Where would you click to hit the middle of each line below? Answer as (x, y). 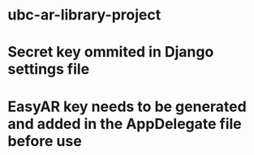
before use (45, 141)
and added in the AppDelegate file (125, 124)
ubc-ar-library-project (84, 15)
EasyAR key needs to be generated (127, 106)
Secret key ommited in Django (111, 52)
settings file (49, 69)
